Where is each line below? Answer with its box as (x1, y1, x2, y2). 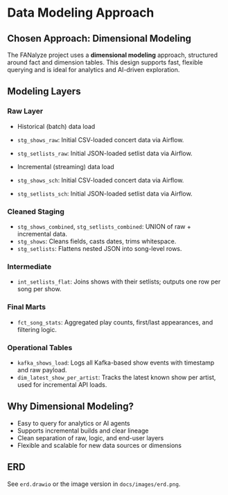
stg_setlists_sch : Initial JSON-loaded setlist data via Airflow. (17, 189, 193, 198)
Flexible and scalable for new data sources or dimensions (17, 441, 182, 449)
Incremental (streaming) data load (17, 162, 114, 171)
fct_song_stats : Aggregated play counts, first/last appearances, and (17, 318, 213, 327)
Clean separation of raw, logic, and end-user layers (17, 433, 164, 442)
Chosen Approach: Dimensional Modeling (7, 33, 192, 44)
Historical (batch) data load (17, 122, 96, 130)
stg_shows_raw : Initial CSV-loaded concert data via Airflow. (17, 135, 184, 144)
